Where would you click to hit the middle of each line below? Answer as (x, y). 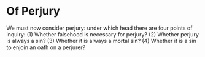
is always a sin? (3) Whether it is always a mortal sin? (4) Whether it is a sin (101, 41)
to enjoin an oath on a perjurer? (46, 47)
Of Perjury (33, 11)
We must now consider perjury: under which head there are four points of (99, 28)
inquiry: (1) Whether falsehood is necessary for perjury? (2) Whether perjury (103, 34)
